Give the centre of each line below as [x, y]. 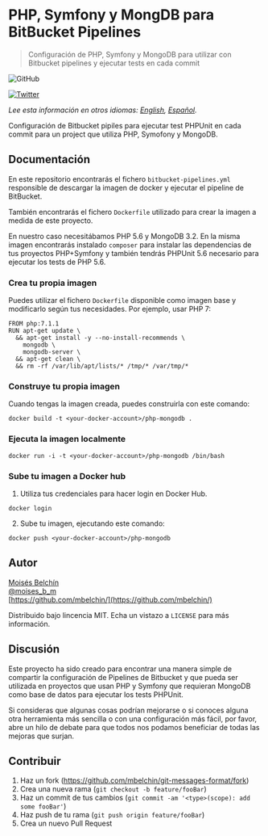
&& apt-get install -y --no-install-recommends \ [100, 338]
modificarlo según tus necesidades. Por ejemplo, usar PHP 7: [110, 309]
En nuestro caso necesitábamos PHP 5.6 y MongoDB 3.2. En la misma [124, 236]
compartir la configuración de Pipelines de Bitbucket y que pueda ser [124, 677]
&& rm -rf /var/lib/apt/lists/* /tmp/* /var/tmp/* [102, 366]
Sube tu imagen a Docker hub [67, 476]
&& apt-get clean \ [48, 359]
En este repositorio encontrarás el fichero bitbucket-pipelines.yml [120, 179]
